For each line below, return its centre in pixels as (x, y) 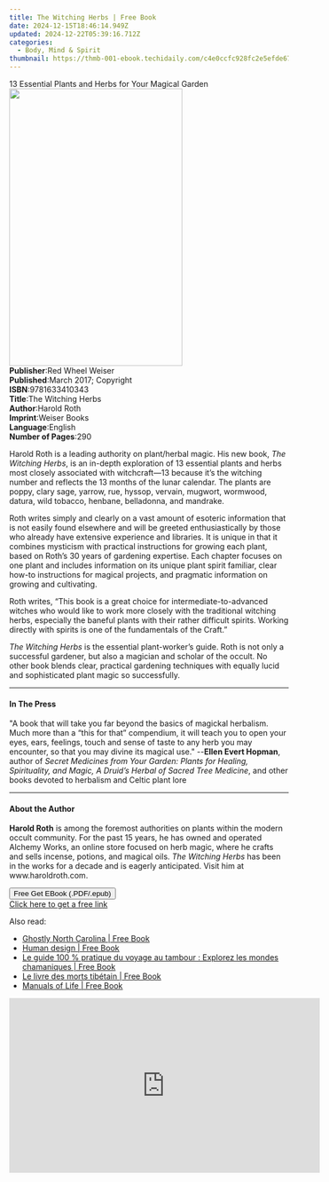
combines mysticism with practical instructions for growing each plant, (138, 546)
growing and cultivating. (53, 584)
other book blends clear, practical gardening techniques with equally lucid (145, 666)
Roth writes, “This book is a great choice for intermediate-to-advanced (139, 601)
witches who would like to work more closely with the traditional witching (143, 611)
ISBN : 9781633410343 (49, 390)
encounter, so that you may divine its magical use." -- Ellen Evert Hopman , (145, 752)
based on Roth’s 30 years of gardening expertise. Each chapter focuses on (146, 556)
